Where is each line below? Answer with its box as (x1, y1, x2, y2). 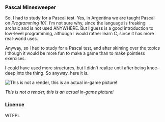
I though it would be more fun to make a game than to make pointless (5, 50, 145, 56)
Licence (5, 102, 25, 108)
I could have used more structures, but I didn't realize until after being (5, 65, 146, 71)
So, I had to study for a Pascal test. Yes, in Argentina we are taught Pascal (5, 15, 155, 21)
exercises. (5, 56, 26, 61)
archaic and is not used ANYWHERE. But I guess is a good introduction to (5, 25, 154, 31)
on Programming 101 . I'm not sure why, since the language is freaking (5, 20, 146, 26)
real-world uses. (5, 36, 38, 41)
